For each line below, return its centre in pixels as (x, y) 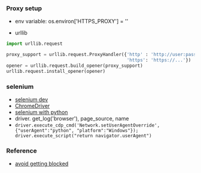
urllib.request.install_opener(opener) (56, 71)
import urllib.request (34, 44)
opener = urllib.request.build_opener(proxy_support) (75, 66)
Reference (22, 150)
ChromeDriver (32, 106)
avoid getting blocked (42, 164)
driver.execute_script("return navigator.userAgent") (83, 135)
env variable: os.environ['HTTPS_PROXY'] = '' (71, 21)
